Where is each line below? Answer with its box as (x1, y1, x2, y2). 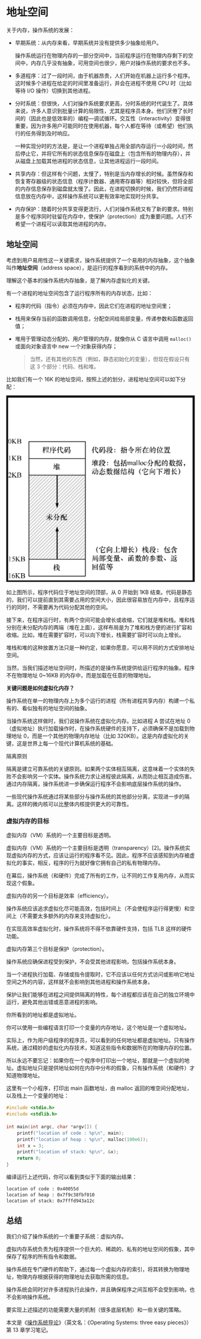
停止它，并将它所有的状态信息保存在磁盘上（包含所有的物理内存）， (20, 150, 185, 157)
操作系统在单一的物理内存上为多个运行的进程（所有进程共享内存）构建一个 (6, 697, 190, 704)
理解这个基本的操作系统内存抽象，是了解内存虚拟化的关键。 (6, 277, 153, 284)
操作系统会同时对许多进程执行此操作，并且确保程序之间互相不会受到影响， (6, 1286, 190, 1293)
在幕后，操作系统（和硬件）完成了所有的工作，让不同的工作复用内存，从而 (6, 872, 190, 879)
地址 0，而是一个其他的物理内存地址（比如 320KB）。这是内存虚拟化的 (11, 732, 184, 740)
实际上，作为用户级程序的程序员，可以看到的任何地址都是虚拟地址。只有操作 (6, 1037, 195, 1044)
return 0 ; (17, 1155, 42, 1162)
